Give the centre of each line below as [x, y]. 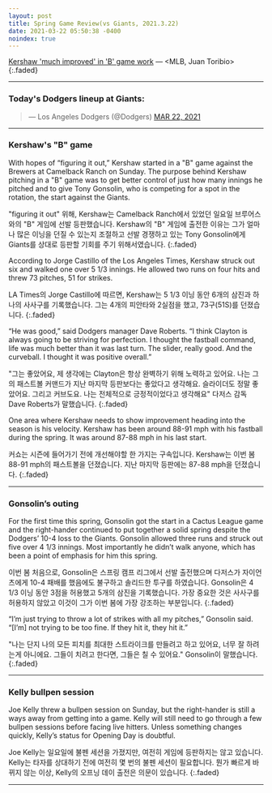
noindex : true [32, 39]
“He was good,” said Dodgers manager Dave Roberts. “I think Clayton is [128, 331]
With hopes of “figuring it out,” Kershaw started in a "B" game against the [131, 162]
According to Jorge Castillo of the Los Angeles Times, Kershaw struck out [132, 260]
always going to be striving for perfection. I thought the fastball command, [132, 339]
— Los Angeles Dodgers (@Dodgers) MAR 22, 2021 [114, 116]
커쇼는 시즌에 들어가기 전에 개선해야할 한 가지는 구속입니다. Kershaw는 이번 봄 [132, 454]
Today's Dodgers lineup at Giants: [76, 99]
